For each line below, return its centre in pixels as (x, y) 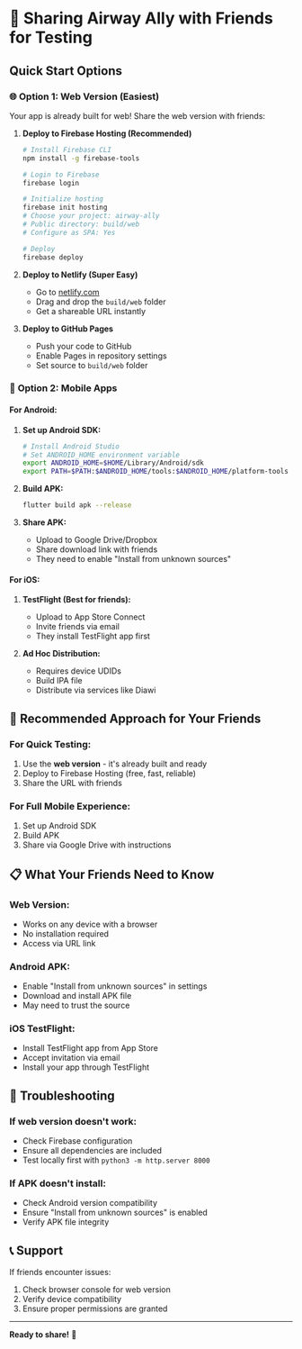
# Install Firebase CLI (67, 149)
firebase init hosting (65, 208)
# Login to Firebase (61, 175)
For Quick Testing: (50, 744)
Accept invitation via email (71, 1058)
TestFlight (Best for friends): (77, 600)
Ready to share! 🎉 (43, 1335)
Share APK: (44, 522)
